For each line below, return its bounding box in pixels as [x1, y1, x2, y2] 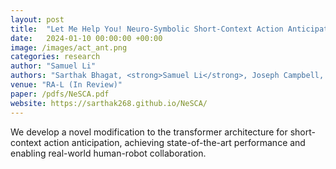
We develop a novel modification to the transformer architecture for [10, 126, 288, 138]
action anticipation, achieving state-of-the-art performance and [43, 136, 306, 148]
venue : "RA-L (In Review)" [10, 80, 123, 90]
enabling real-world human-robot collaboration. [10, 147, 207, 159]
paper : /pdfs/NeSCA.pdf [10, 89, 110, 99]
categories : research [10, 52, 101, 62]
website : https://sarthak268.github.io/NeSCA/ [10, 98, 208, 108]
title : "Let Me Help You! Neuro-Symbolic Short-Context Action [10, 24, 284, 34]
